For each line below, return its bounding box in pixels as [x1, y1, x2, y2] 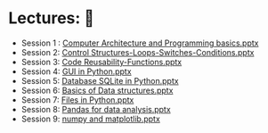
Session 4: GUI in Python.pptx [20, 66, 132, 77]
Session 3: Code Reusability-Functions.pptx [20, 56, 183, 67]
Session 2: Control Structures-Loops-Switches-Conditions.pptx [20, 46, 255, 57]
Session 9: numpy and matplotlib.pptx [20, 113, 161, 124]
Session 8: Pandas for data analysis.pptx [20, 104, 171, 114]
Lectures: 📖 [8, 8, 95, 29]
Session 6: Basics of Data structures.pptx [20, 85, 174, 96]
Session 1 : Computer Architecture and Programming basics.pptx [20, 37, 259, 48]
